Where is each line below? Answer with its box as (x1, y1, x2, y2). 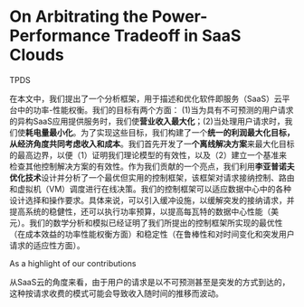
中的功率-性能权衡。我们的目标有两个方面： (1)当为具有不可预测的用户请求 (16, 104, 294, 115)
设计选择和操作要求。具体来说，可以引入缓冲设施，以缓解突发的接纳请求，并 (9, 194, 295, 205)
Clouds (9, 45, 65, 65)
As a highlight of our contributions (9, 257, 137, 268)
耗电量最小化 (25, 126, 73, 137)
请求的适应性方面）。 (9, 239, 85, 250)
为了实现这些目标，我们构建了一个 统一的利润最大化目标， (80, 126, 295, 137)
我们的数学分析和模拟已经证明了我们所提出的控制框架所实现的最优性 (28, 217, 283, 228)
